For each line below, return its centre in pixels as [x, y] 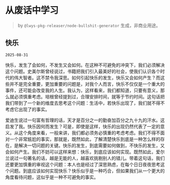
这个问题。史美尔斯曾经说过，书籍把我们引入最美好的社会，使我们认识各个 [83, 71]
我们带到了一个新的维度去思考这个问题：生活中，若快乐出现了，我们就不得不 [85, 103]
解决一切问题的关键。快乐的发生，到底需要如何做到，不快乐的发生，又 [92, 145]
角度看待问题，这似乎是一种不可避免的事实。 [52, 177]
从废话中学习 [32, 10]
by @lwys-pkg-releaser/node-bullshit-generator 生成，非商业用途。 [89, 25]
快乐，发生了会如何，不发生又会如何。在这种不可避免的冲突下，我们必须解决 [85, 65]
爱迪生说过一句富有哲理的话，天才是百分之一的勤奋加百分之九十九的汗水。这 [85, 120]
